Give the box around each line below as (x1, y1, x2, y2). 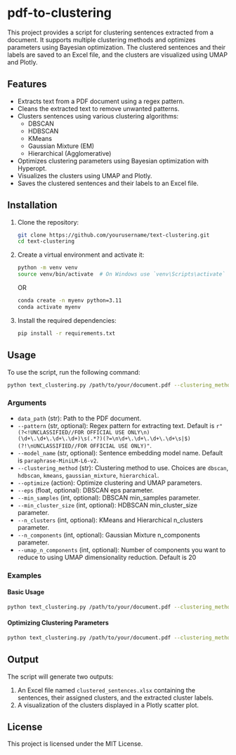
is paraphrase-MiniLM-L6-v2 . (17, 456, 99, 465)
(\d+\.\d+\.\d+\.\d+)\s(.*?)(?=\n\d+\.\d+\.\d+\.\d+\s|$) (17, 435, 191, 442)
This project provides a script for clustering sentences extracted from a (7, 28, 214, 36)
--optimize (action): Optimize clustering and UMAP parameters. (17, 479, 202, 487)
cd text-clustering (17, 238, 75, 245)
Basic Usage (7, 588, 44, 596)
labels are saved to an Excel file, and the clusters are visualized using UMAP (7, 51, 228, 59)
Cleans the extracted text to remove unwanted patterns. (17, 104, 180, 113)
